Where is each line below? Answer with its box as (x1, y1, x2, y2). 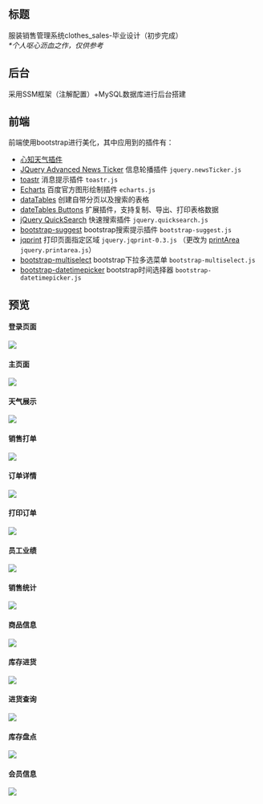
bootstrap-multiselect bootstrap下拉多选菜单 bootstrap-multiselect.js (19, 255, 256, 265)
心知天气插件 (19, 155, 63, 165)
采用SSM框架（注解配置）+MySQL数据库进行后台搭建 (8, 89, 187, 99)
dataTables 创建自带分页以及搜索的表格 (19, 195, 150, 205)
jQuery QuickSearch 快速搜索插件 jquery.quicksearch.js (19, 215, 208, 225)
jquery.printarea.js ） (19, 245, 96, 255)
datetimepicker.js (19, 274, 82, 283)
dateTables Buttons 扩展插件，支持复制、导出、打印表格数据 (19, 205, 219, 214)
